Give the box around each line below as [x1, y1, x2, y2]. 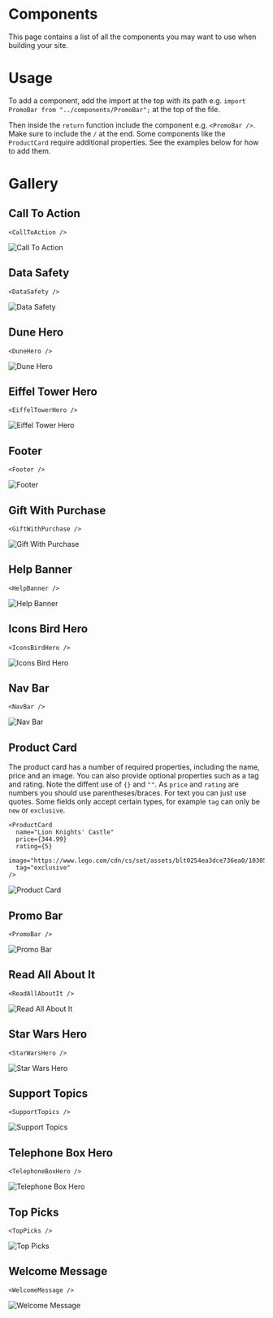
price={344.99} [15, 835, 67, 843]
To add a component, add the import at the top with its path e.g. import [8, 95, 246, 106]
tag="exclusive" [15, 864, 71, 872]
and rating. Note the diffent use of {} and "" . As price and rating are [8, 779, 240, 789]
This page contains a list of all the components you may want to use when [8, 32, 257, 41]
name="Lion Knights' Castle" [15, 828, 115, 837]
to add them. [8, 145, 51, 155]
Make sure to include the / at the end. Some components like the [8, 128, 226, 138]
